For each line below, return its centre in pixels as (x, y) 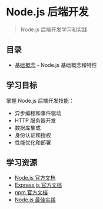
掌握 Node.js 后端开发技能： (40, 100)
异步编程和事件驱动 (38, 113)
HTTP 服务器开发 (35, 120)
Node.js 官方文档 (35, 178)
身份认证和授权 (33, 135)
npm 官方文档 (31, 193)
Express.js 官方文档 (38, 185)
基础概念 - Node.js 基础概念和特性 (56, 65)
